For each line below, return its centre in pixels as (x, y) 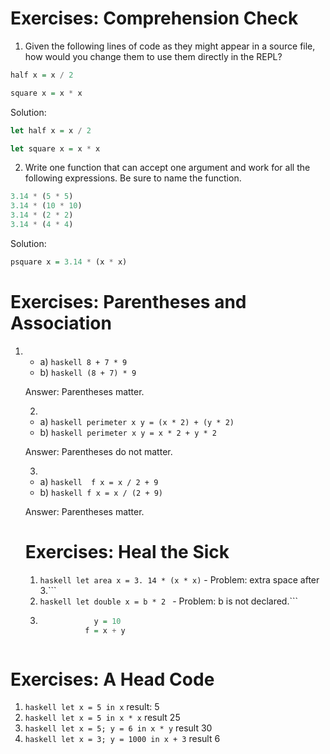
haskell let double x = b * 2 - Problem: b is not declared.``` (169, 601)
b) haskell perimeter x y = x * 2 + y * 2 (128, 432)
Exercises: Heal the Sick (127, 551)
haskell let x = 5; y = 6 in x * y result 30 (118, 728)
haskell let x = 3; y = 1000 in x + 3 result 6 (122, 739)
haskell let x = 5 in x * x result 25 (102, 718)
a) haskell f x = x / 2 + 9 (99, 481)
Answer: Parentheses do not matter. (98, 451)
